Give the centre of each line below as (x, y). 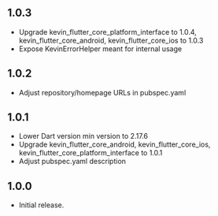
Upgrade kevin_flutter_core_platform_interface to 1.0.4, (108, 32)
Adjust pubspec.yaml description (72, 162)
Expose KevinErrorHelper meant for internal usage (100, 48)
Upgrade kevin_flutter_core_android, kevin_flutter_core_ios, (115, 144)
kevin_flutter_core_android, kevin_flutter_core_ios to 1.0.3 (111, 40)
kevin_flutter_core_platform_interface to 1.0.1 (91, 153)
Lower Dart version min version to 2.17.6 (83, 136)
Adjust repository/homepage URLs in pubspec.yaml (102, 92)
